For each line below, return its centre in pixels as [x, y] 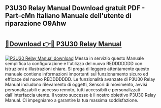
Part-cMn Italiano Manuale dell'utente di [68, 16]
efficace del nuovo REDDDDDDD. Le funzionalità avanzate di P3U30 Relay [80, 79]
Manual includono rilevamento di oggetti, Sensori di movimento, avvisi [76, 84]
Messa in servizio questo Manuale [109, 58]
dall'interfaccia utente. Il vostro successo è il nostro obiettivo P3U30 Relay [80, 95]
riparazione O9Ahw [36, 23]
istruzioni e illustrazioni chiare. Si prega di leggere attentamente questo [77, 69]
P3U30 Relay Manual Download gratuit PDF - [75, 8]
